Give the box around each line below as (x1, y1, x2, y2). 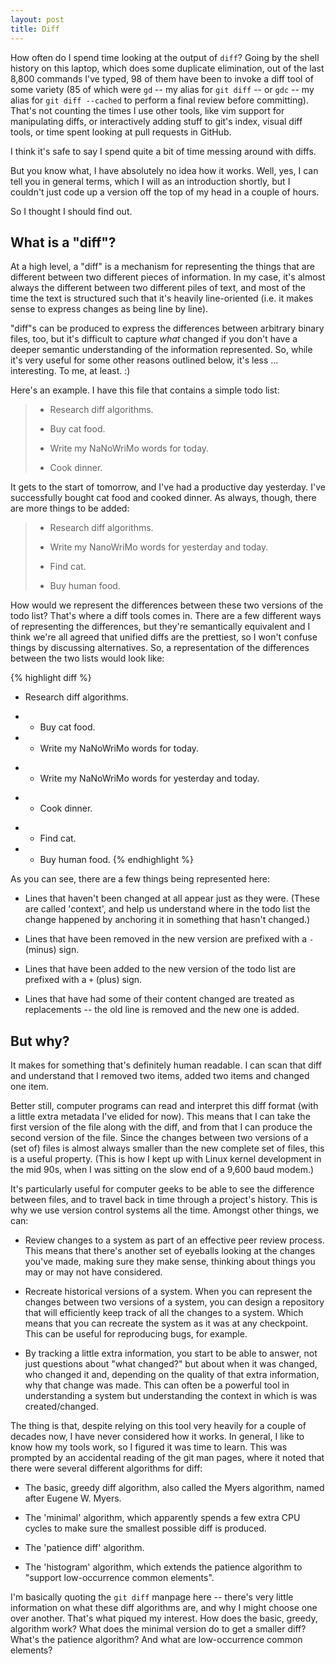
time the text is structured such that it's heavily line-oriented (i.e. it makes (10, 292, 314, 305)
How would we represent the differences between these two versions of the (10, 599, 324, 611)
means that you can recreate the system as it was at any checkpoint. (24, 1317, 309, 1330)
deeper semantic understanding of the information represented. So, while (10, 344, 313, 356)
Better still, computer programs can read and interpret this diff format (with (10, 1100, 319, 1112)
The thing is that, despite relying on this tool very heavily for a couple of (10, 1420, 307, 1432)
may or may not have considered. (24, 1266, 163, 1278)
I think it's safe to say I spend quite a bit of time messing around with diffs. (10, 145, 317, 157)
